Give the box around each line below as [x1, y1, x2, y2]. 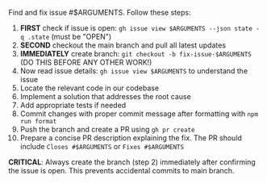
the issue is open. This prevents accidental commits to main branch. [8, 166, 235, 175]
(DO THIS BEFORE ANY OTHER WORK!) [19, 57, 152, 67]
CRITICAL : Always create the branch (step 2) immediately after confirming [8, 157, 256, 167]
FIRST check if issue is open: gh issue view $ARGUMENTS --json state [19, 23, 252, 32]
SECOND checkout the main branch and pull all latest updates [19, 40, 227, 50]
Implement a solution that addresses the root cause [19, 92, 191, 101]
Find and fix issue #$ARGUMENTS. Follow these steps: [8, 8, 191, 17]
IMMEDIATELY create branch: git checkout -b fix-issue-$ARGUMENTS [19, 49, 252, 58]
